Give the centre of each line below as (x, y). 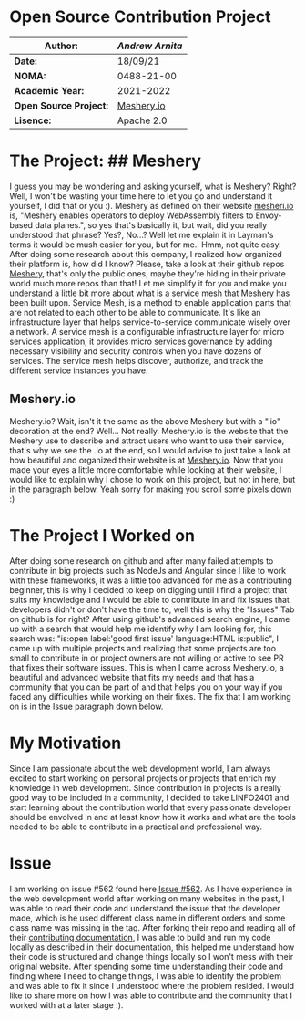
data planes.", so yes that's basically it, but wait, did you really (151, 224)
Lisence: (33, 120)
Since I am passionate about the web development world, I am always (140, 768)
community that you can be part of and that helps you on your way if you (146, 687)
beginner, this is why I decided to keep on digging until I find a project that (148, 589)
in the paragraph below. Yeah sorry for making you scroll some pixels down (151, 489)
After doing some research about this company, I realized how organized (146, 254)
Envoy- (269, 215)
